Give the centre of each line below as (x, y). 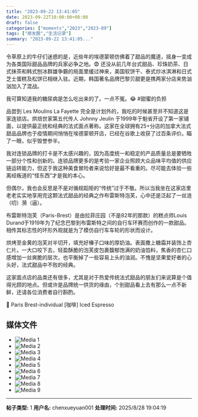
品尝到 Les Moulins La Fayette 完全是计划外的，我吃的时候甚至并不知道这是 (98, 111)
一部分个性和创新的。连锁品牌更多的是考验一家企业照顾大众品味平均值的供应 (99, 161)
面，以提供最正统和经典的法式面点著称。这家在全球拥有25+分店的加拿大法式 (99, 126)
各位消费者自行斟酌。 (52, 292)
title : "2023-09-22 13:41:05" (43, 12)
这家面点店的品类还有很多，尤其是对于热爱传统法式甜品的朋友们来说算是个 (96, 277)
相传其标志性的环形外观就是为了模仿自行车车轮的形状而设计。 (81, 230)
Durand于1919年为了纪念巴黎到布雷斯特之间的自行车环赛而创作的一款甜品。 (98, 223)
